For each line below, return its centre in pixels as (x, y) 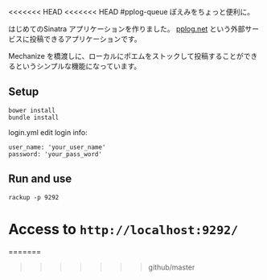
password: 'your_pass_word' (55, 154)
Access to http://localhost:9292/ (123, 229)
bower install (32, 110)
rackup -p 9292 (34, 197)
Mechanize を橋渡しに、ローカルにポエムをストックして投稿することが (126, 56)
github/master (172, 267)
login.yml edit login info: (48, 132)
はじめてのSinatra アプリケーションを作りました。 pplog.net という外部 (127, 29)
